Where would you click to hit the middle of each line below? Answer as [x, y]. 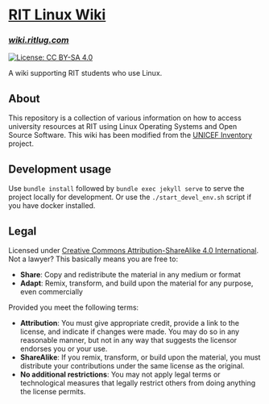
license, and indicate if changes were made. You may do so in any [130, 331]
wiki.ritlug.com [39, 40]
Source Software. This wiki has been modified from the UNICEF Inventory [130, 135]
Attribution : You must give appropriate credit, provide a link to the [130, 323]
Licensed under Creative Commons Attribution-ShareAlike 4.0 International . [134, 250]
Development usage [60, 169]
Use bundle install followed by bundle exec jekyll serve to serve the [126, 189]
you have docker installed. [52, 206]
